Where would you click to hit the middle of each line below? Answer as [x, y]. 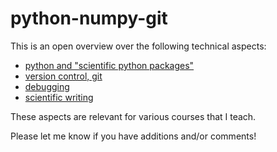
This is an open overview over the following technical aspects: [138, 46]
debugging [47, 86]
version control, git [63, 76]
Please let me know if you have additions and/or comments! [133, 136]
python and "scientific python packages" [109, 65]
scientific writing [59, 97]
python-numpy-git [89, 18]
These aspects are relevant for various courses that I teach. [133, 116]
